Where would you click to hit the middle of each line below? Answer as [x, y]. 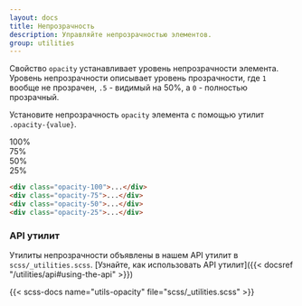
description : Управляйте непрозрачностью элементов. [111, 34]
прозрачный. [34, 97]
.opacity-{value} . [43, 125]
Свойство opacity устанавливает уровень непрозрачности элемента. [144, 69]
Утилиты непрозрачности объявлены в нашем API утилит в [124, 255]
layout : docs [34, 18]
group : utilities [42, 43]
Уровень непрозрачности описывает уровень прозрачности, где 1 [138, 79]
